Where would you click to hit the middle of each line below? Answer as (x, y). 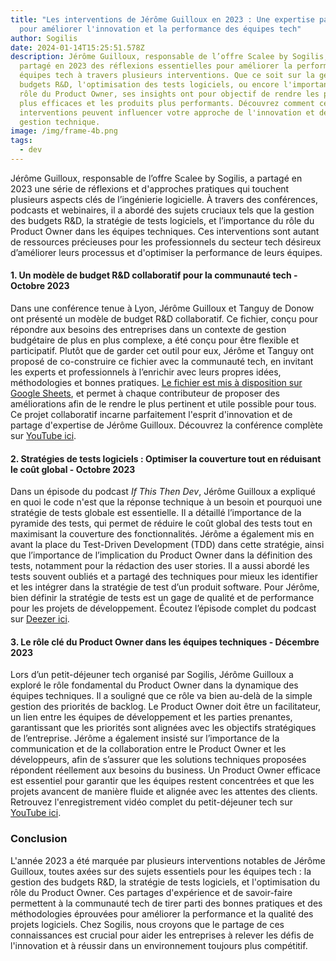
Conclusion (39, 839)
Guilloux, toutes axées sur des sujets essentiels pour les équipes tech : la (161, 871)
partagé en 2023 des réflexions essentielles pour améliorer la (156, 66)
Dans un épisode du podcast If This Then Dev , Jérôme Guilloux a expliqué (163, 492)
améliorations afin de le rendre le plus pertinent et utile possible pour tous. (163, 404)
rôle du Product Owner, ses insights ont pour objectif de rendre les (169, 94)
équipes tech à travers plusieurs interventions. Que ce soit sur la (167, 76)
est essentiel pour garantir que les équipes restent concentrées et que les (162, 781)
